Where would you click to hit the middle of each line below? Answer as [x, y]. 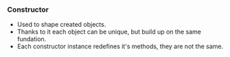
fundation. [32, 39]
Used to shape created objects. [61, 25]
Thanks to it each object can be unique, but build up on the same [109, 32]
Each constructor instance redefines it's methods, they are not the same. [120, 47]
